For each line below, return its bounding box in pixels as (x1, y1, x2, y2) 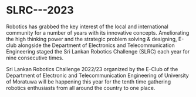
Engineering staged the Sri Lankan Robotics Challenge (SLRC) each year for (6, 48, 190, 55)
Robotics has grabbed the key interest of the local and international (6, 23, 168, 30)
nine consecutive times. (6, 54, 64, 61)
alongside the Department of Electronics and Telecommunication (18, 42, 175, 49)
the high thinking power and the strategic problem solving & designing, (6, 35, 177, 42)
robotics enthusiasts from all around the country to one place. (6, 84, 156, 91)
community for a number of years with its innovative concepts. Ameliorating (6, 29, 190, 36)
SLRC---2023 (6, 4, 75, 17)
